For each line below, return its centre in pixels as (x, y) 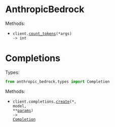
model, (20, 106)
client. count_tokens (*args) (42, 34)
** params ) (23, 110)
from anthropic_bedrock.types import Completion (58, 82)
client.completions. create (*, (45, 102)
